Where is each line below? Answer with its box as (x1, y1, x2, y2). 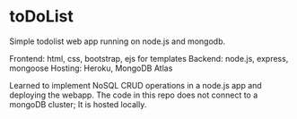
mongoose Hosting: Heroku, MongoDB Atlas (9, 63, 173, 73)
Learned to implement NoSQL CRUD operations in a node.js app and (9, 80, 262, 90)
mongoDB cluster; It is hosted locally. (9, 98, 147, 109)
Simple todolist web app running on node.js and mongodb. (9, 36, 226, 47)
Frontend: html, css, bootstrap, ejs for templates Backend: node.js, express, (9, 53, 289, 64)
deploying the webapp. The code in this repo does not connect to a (9, 89, 258, 100)
